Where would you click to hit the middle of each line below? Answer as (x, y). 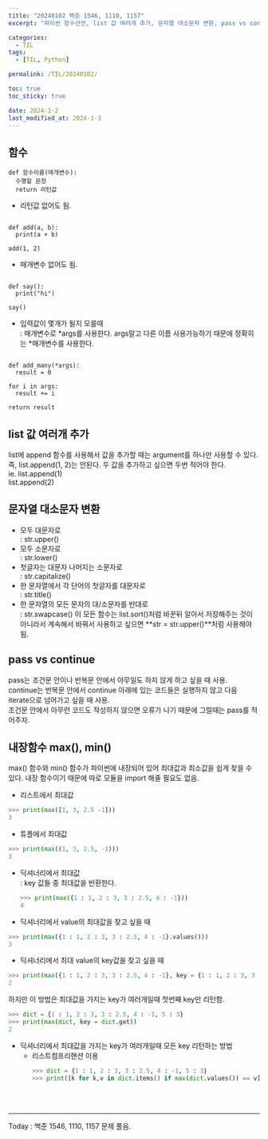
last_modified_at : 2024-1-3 (55, 118)
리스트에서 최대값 (47, 795)
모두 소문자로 (40, 548)
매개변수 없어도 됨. (49, 265)
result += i (35, 394)
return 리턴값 (36, 190)
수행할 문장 (31, 181)
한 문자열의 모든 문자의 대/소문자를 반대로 (84, 603)
